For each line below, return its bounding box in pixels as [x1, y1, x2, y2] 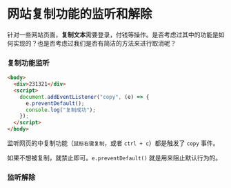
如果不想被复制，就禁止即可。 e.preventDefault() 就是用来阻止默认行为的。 [7, 153, 222, 162]
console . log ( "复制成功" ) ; [25, 106, 97, 113]
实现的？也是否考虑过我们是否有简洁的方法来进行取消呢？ [12, 39, 177, 47]
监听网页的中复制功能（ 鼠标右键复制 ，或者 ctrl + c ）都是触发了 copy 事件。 [7, 139, 219, 147]
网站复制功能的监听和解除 [7, 6, 153, 22]
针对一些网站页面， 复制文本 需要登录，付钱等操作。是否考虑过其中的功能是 [7, 30, 219, 39]
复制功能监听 [7, 58, 50, 68]
